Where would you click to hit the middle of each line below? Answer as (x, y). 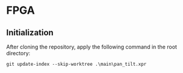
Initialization (30, 33)
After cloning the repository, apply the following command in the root (92, 47)
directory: (18, 53)
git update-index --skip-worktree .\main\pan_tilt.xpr (76, 64)
